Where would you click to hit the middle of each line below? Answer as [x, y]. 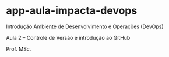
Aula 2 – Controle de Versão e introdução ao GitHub [68, 37]
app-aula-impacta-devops [72, 11]
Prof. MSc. [19, 49]
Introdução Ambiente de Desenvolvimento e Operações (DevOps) [85, 26]
